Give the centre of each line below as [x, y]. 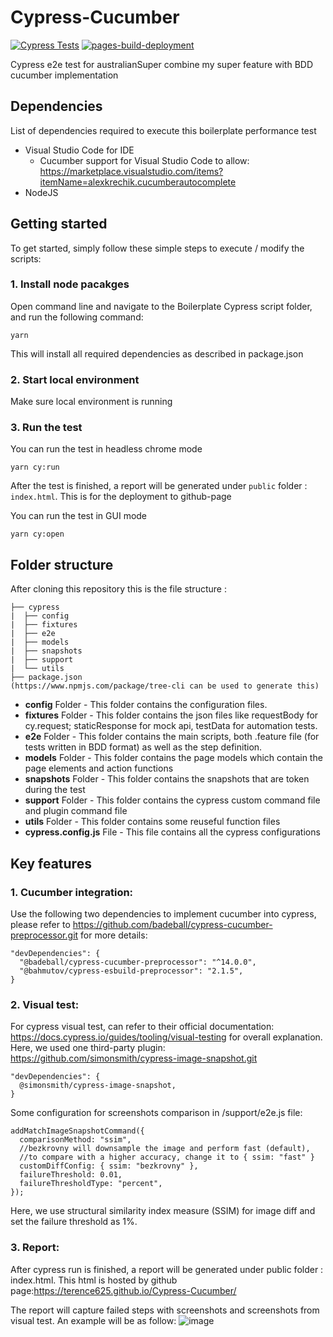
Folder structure [62, 564]
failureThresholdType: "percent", [91, 1184]
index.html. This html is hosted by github [94, 1280]
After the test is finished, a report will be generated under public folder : [159, 486]
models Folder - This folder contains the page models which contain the [173, 758]
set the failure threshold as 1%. [74, 1222]
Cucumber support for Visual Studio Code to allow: [144, 160]
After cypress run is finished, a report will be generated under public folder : [167, 1269]
